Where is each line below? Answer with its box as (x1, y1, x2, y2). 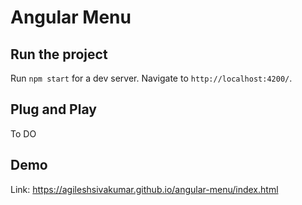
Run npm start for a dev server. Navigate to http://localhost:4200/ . (10, 72, 293, 84)
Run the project (10, 46, 108, 63)
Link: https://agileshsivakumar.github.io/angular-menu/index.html (10, 183, 279, 195)
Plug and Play (10, 101, 97, 118)
